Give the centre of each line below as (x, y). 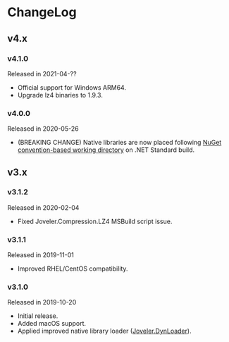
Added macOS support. (52, 324)
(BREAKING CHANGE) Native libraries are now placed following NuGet (119, 143)
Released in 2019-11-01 (41, 255)
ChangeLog (42, 12)
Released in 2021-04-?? (42, 73)
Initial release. (38, 316)
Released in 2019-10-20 (42, 302)
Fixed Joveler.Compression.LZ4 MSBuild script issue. (95, 221)
